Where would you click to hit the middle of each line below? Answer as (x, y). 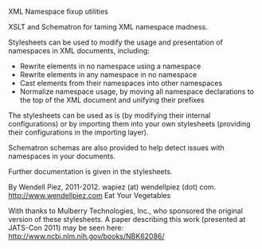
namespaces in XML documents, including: (79, 51)
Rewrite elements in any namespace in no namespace (108, 74)
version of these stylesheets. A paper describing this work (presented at (127, 219)
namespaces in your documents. (62, 156)
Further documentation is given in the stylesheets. (90, 171)
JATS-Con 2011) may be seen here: (66, 228)
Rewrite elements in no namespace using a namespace (110, 66)
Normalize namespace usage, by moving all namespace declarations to (137, 91)
